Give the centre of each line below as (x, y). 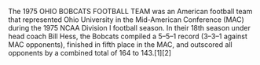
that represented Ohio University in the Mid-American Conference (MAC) (126, 20)
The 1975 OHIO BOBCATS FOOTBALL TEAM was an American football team (130, 11)
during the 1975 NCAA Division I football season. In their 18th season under (130, 28)
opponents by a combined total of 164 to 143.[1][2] (90, 53)
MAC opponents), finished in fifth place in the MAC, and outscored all (121, 45)
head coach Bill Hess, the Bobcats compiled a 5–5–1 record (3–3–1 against (128, 36)
